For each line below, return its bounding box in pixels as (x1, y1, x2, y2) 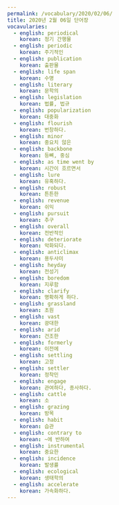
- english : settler (13, 365, 70, 372)
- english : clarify (13, 287, 70, 295)
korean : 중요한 (19, 449, 59, 456)
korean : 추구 (19, 216, 54, 223)
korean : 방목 (19, 410, 54, 417)
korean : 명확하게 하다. (19, 294, 80, 301)
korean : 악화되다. (19, 242, 67, 250)
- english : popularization (13, 107, 91, 114)
